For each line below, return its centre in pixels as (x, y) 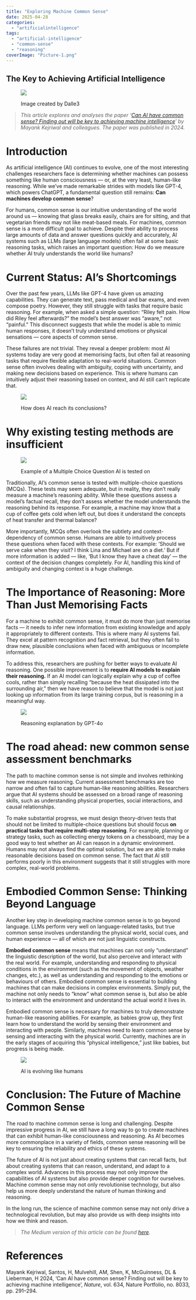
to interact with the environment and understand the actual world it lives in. (96, 1000)
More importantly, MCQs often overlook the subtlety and (74, 531)
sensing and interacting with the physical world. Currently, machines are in (96, 1036)
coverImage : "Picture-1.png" (42, 55)
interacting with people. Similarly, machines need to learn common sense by (98, 1030)
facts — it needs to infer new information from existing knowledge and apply (98, 627)
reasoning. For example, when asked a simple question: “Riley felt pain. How (98, 312)
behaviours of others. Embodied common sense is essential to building (92, 981)
